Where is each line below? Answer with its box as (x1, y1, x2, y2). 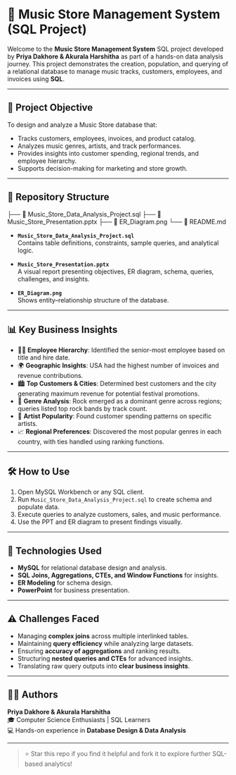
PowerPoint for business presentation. (17, 586, 130, 594)
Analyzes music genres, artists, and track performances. (17, 141, 182, 150)
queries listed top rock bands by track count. (17, 405, 147, 413)
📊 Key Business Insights (7, 324, 118, 336)
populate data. (17, 503, 60, 511)
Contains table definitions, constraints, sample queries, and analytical (17, 238, 219, 247)
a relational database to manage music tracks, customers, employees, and (7, 67, 223, 75)
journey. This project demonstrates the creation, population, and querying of (7, 59, 228, 68)
